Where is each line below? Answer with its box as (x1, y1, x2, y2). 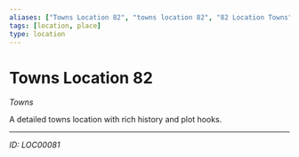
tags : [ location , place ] (9, 21, 101, 30)
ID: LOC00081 (9, 139, 61, 151)
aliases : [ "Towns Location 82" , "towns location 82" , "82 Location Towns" (9, 12, 293, 22)
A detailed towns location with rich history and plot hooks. (9, 114, 222, 125)
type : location (9, 29, 66, 38)
